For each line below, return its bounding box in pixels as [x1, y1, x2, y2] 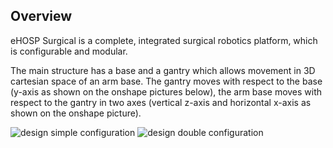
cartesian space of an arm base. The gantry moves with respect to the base [10, 75, 323, 87]
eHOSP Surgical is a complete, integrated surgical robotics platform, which [10, 34, 318, 46]
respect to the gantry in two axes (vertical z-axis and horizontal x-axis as [10, 96, 312, 108]
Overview [10, 8, 73, 25]
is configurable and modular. [10, 45, 128, 57]
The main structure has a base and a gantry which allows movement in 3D [10, 64, 316, 76]
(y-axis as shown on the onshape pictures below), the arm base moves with [10, 85, 323, 98]
